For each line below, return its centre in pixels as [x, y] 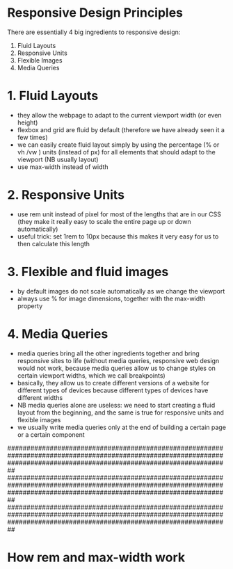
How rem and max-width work [96, 557]
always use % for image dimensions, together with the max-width [111, 298]
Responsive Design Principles [95, 13]
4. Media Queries [58, 334]
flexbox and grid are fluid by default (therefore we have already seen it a [121, 129]
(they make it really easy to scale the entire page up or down [104, 221]
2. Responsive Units [66, 195]
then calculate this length [54, 243]
